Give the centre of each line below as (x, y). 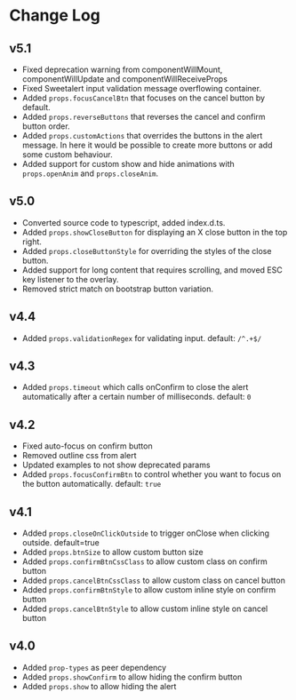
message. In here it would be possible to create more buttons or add (147, 145)
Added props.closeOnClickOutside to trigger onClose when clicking (145, 533)
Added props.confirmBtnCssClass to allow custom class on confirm (145, 561)
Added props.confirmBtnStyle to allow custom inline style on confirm (149, 590)
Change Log (55, 16)
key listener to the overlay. (70, 279)
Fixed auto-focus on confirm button (87, 446)
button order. (46, 126)
